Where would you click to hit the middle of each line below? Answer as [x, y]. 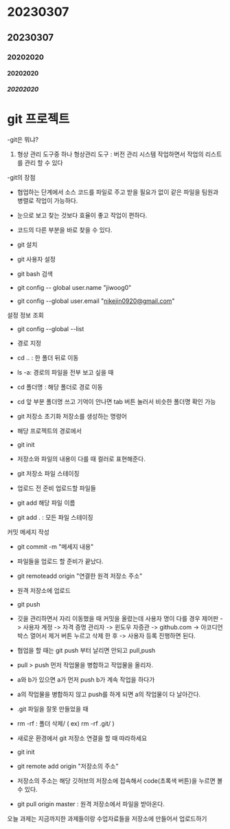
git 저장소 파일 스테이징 [48, 473]
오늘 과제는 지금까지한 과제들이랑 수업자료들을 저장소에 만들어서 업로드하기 [107, 818]
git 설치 [27, 244]
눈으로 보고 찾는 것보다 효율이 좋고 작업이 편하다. [82, 215]
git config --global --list [50, 328]
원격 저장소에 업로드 [44, 590]
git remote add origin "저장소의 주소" [68, 766]
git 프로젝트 [38, 119]
